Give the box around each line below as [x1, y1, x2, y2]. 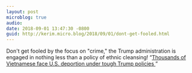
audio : [6, 20, 23, 26]
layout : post [6, 8, 39, 15]
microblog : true [6, 14, 47, 20]
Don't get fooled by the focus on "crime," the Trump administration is [6, 47, 176, 54]
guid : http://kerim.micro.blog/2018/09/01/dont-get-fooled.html [6, 31, 170, 37]
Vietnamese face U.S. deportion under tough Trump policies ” [6, 60, 159, 68]
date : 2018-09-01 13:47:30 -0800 [6, 25, 90, 32]
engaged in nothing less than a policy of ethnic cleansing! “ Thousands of [6, 54, 187, 61]
